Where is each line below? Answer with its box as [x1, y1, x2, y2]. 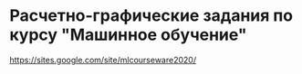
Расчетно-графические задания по [9, 5, 294, 26]
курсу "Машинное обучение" [9, 24, 248, 45]
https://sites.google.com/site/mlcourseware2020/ [9, 54, 197, 65]
